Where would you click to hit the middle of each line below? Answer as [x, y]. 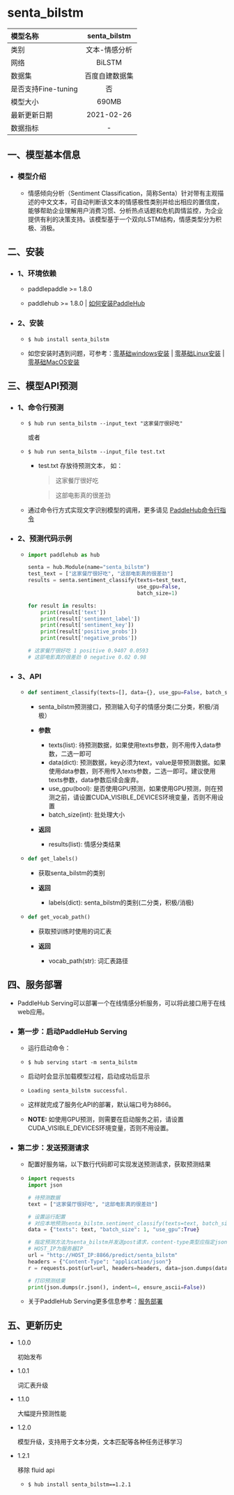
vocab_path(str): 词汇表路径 [88, 961]
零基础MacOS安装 [54, 362]
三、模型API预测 [42, 386]
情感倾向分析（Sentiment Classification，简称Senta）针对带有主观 [123, 193]
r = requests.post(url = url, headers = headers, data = [104, 1268]
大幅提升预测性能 [42, 1414]
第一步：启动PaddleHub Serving [72, 1031]
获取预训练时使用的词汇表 [75, 931]
